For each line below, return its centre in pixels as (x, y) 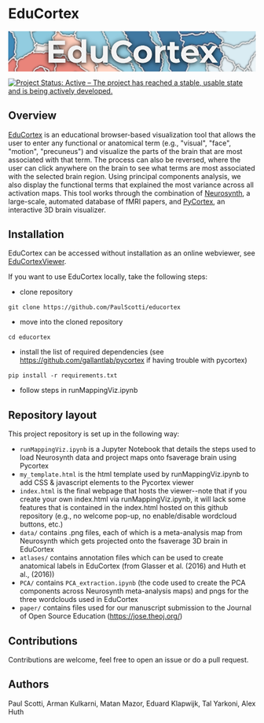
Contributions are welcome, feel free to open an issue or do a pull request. (128, 659)
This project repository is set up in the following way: (94, 434)
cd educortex (29, 338)
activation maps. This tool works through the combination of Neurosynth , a (129, 193)
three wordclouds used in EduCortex (79, 600)
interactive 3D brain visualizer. (57, 210)
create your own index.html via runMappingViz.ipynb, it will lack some (132, 499)
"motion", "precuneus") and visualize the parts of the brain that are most (125, 151)
